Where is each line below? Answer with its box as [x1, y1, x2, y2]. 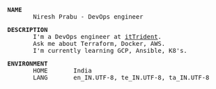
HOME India [33, 67, 92, 74]
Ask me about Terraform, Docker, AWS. [33, 40, 166, 47]
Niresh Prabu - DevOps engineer [33, 13, 144, 20]
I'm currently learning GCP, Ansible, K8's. [33, 47, 188, 54]
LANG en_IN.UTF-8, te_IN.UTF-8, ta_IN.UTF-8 [33, 74, 210, 81]
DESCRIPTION [7, 26, 48, 33]
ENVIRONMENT [7, 60, 48, 67]
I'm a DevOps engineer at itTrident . [33, 33, 162, 40]
